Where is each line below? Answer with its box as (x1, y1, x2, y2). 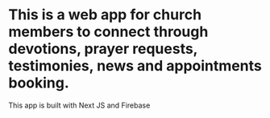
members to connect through (8, 22, 209, 41)
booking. (8, 74, 70, 92)
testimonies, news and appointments (8, 57, 262, 75)
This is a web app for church (8, 6, 202, 24)
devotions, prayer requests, (8, 40, 198, 58)
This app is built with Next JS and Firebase (8, 100, 151, 110)
